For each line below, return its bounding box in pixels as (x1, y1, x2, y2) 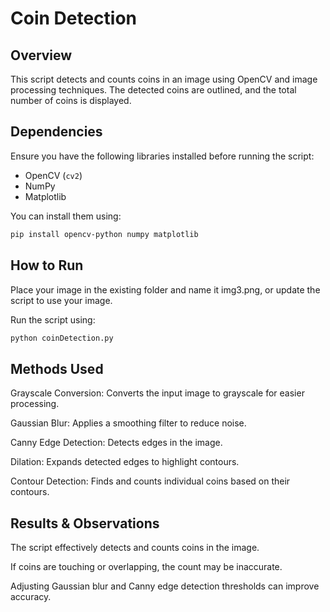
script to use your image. (10, 294, 113, 306)
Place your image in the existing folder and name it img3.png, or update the (10, 283, 321, 296)
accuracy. (10, 591, 52, 602)
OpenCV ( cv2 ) (24, 169, 83, 181)
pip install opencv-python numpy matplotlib (10, 229, 199, 239)
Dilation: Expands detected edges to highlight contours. (10, 456, 240, 468)
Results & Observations (10, 515, 160, 532)
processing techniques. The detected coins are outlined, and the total (10, 84, 297, 96)
